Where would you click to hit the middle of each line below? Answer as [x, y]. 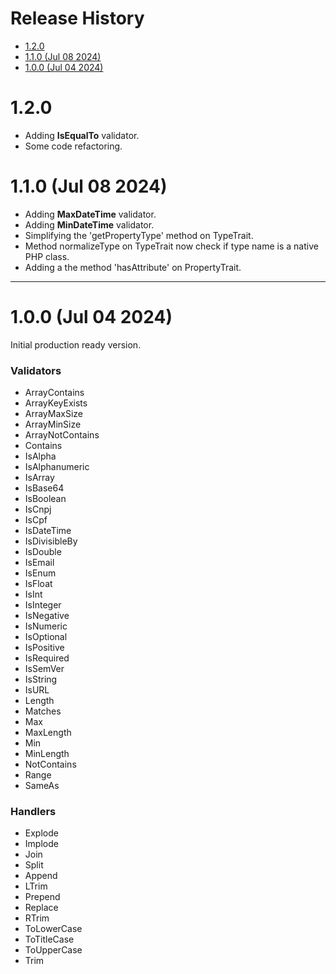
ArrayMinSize [53, 424]
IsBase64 [44, 488]
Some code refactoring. [73, 146]
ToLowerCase [53, 929]
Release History [77, 18]
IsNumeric [46, 626]
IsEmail [39, 563]
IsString [41, 679]
